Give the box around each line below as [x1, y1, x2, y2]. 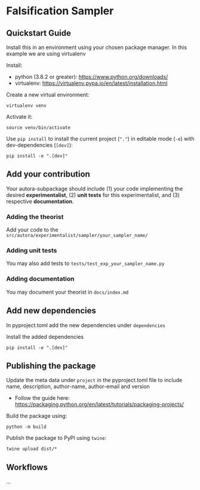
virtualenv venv [6, 103, 47, 109]
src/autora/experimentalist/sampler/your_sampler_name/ [6, 233, 148, 239]
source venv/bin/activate [6, 125, 70, 131]
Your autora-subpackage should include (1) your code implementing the [6, 185, 183, 192]
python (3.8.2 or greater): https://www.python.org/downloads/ [14, 73, 168, 80]
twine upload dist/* [6, 446, 58, 452]
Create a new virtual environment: [6, 91, 90, 98]
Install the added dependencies [6, 333, 84, 340]
